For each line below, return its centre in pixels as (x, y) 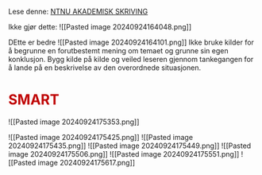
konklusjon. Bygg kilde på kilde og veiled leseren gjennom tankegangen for (131, 59)
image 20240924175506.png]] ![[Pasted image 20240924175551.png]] (124, 154)
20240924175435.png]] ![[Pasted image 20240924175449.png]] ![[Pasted (130, 146)
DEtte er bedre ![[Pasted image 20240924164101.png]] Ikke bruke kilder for (131, 42)
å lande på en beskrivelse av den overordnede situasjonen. (104, 68)
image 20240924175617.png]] (87, 162)
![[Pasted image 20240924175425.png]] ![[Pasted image (100, 137)
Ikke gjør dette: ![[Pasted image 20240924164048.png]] (100, 27)
